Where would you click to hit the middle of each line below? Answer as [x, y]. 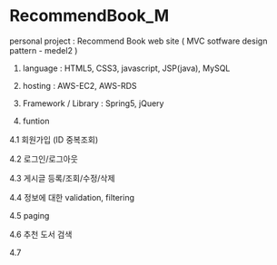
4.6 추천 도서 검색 [41, 234]
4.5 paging [30, 215]
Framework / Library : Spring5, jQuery [93, 103]
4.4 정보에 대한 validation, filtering [72, 197]
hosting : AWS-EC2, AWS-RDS [80, 85]
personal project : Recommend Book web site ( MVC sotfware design [138, 41]
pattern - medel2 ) [44, 50]
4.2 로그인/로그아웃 [44, 159]
